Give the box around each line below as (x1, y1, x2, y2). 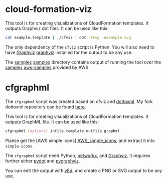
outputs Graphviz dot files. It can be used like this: (5, 25, 109, 31)
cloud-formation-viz (5, 3, 92, 15)
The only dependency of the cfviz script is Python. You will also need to (5, 44, 154, 50)
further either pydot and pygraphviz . (5, 157, 80, 163)
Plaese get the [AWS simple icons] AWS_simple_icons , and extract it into (5, 137, 155, 143)
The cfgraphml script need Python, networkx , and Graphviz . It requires (5, 152, 150, 158)
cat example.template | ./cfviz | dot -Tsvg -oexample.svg (5, 35, 131, 40)
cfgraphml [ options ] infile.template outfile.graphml (5, 128, 120, 133)
